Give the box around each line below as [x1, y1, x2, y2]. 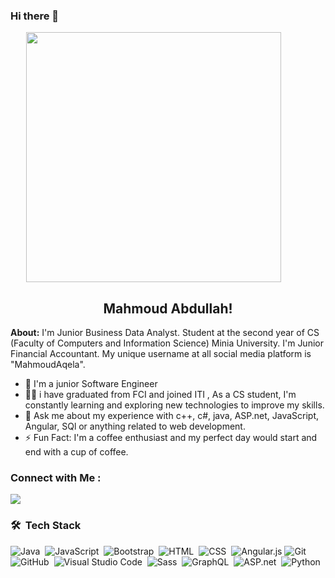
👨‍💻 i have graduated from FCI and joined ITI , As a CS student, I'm [24, 389, 297, 401]
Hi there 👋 [10, 9, 60, 23]
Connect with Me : [10, 471, 102, 485]
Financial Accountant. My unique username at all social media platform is [10, 348, 312, 360]
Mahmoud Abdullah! [103, 300, 233, 317]
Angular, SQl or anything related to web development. [24, 420, 246, 433]
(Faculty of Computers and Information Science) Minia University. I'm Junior [10, 337, 324, 349]
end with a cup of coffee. [24, 446, 129, 458]
